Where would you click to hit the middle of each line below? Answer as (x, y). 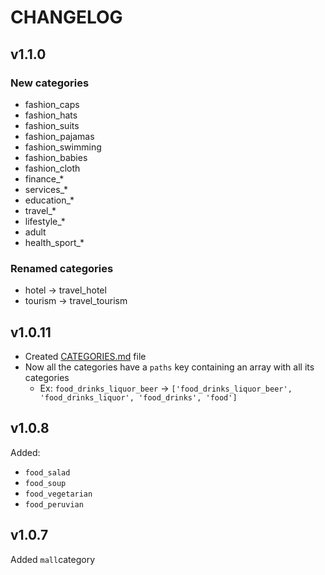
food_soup (45, 483)
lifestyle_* (45, 221)
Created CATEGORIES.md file (85, 356)
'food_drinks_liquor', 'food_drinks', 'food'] (138, 397)
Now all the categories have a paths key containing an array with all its (169, 367)
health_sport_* (54, 242)
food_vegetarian (58, 494)
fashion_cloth (52, 168)
